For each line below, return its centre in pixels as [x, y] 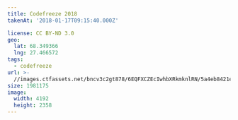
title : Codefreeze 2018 [42, 14]
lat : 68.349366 [36, 47]
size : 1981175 [28, 85]
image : [17, 92]
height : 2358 [33, 106]
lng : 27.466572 [36, 53]
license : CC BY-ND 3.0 [41, 33]
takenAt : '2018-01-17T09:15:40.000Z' [63, 20]
